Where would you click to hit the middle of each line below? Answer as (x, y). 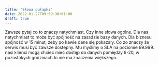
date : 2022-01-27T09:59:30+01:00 (39, 14)
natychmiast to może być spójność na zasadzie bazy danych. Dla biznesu (78, 37)
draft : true (17, 18)
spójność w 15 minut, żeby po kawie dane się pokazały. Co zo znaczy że (77, 42)
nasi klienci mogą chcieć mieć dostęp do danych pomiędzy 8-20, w (72, 52)
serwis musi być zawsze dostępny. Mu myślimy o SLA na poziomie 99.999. (80, 47)
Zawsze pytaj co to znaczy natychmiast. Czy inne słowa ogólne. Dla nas (77, 32)
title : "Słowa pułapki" (29, 9)
